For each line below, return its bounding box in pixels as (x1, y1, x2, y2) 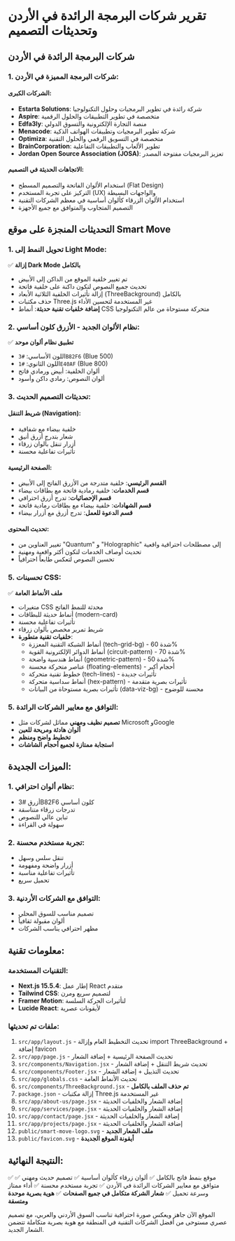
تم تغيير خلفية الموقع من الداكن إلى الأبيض (17, 274, 128, 283)
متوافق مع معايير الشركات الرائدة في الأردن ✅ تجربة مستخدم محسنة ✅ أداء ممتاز (8, 1181, 220, 1190)
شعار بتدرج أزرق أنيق (17, 432, 73, 441)
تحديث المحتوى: (8, 524, 50, 533)
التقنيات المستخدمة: (8, 965, 69, 975)
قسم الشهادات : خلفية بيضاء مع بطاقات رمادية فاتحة (17, 501, 152, 509)
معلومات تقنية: (8, 944, 65, 956)
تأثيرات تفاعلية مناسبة (17, 868, 76, 877)
